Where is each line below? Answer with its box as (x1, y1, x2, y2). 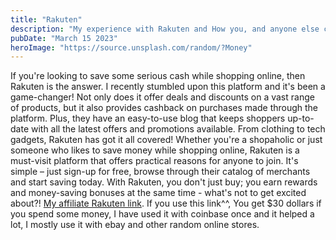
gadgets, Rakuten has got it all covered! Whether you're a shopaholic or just (10, 134, 323, 146)
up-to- (287, 112, 315, 125)
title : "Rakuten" (10, 14, 83, 25)
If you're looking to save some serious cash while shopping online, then (10, 70, 306, 82)
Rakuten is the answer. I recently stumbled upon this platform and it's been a (10, 81, 326, 93)
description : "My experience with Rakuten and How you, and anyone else (10, 24, 320, 34)
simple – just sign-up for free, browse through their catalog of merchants (10, 166, 311, 178)
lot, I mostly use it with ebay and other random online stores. (10, 219, 260, 231)
